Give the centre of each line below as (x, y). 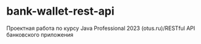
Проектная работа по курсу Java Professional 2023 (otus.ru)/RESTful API (101, 28)
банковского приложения (40, 34)
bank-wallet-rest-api (60, 11)
